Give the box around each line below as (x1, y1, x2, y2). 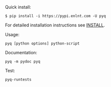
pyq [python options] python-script (5, 41, 80, 46)
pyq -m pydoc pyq (5, 59, 41, 64)
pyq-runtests (5, 77, 32, 82)
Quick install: (5, 4, 31, 10)
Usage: (5, 32, 20, 37)
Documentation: (5, 50, 38, 55)
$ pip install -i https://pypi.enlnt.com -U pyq (5, 14, 106, 19)
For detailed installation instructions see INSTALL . (5, 22, 105, 28)
